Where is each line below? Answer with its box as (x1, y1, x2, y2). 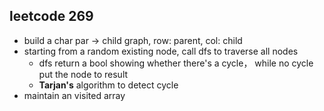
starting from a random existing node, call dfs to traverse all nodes (23, 45, 299, 57)
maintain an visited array (23, 89, 126, 101)
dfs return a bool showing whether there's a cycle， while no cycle (38, 57, 314, 69)
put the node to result (38, 68, 129, 80)
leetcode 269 (9, 8, 94, 25)
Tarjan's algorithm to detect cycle (38, 79, 179, 91)
